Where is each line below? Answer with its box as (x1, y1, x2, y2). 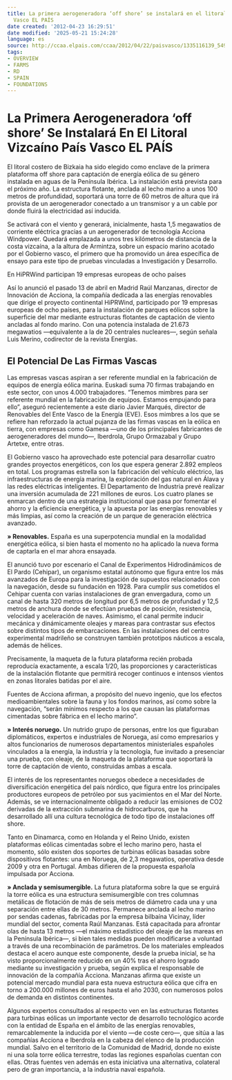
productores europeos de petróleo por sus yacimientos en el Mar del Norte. (7, 790, 222, 798)
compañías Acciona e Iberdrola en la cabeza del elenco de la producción (7, 1036, 215, 1044)
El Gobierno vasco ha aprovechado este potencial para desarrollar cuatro (7, 453, 215, 461)
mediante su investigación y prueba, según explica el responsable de (7, 964, 204, 972)
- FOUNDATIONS (7, 81, 48, 88)
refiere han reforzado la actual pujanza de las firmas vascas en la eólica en (7, 417, 220, 426)
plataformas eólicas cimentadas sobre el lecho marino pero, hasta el (7, 840, 202, 849)
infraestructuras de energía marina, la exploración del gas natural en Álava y (7, 475, 224, 483)
